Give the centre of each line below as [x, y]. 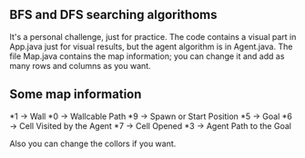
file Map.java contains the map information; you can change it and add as [147, 56]
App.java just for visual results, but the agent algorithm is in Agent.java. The [151, 46]
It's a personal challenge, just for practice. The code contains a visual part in [153, 36]
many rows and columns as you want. [81, 65]
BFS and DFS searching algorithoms [113, 15]
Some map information [76, 94]
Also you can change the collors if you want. [93, 143]
